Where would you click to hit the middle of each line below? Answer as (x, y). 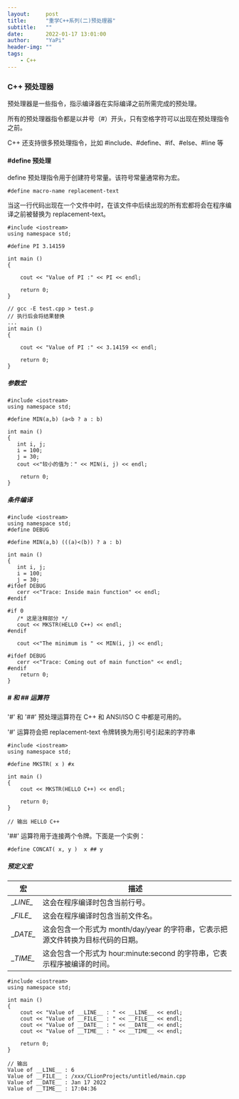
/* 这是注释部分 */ (42, 619)
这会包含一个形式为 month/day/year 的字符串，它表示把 (135, 929)
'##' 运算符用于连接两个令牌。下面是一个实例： (76, 836)
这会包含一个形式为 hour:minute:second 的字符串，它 (131, 954)
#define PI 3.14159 (36, 247)
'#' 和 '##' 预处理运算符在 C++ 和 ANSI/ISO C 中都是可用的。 (96, 717)
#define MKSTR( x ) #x (41, 765)
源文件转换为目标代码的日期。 (92, 940)
